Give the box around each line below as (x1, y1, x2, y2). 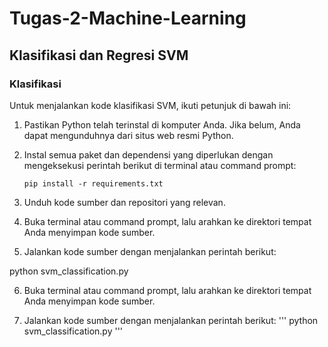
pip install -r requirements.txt (23, 178, 164, 189)
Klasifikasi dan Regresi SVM (9, 47, 189, 64)
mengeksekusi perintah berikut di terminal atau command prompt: (23, 159, 297, 171)
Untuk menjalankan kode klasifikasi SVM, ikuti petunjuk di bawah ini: (9, 99, 292, 111)
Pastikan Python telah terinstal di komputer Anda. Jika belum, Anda (23, 118, 301, 131)
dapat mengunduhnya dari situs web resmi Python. (23, 129, 234, 141)
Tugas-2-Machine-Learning (9, 7, 247, 30)
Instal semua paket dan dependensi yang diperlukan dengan (23, 148, 274, 161)
